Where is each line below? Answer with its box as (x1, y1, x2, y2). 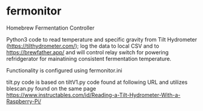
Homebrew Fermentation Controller (6, 24, 95, 31)
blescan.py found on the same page (6, 84, 96, 92)
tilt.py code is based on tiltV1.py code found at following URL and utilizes (6, 78, 188, 86)
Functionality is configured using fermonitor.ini (6, 66, 122, 74)
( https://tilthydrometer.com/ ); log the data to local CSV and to (6, 42, 159, 49)
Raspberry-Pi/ (6, 98, 41, 105)
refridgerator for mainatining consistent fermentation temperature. (6, 55, 171, 62)
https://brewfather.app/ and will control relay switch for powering (6, 48, 169, 55)
